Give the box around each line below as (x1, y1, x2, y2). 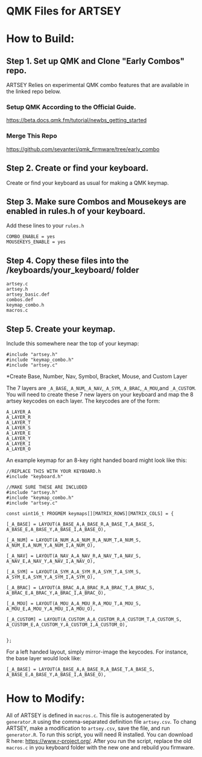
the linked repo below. (6, 88, 62, 95)
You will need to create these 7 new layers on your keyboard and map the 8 (6, 391, 194, 398)
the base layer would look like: (6, 655, 81, 662)
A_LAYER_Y (6, 435, 31, 442)
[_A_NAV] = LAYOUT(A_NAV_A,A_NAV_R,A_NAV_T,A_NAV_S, (6, 553, 142, 559)
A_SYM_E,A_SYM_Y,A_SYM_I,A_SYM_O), (6, 574, 96, 580)
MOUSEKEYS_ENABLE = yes (6, 239, 66, 245)
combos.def (6, 297, 34, 303)
